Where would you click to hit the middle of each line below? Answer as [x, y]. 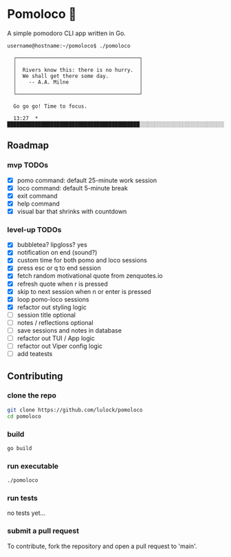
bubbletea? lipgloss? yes [52, 245]
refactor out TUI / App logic [56, 338]
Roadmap [28, 145]
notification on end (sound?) [57, 253]
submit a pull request [43, 531]
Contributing [35, 376]
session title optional [46, 315]
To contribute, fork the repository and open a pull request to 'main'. [102, 546]
